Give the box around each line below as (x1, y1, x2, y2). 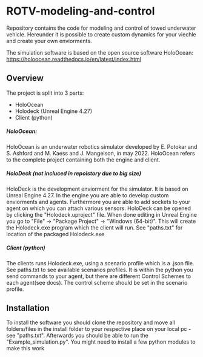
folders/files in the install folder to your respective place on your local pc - (6, 325, 191, 333)
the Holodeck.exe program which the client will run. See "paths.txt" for (6, 223, 183, 231)
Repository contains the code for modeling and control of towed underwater (6, 24, 196, 32)
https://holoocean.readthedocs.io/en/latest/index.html (6, 55, 141, 63)
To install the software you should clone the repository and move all (6, 319, 176, 326)
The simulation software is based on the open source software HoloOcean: (6, 49, 194, 56)
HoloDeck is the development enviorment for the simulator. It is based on (6, 185, 189, 192)
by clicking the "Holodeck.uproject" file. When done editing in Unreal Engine (6, 211, 197, 218)
